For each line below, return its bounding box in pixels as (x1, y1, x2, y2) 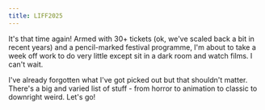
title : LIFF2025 (8, 11, 63, 20)
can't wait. (8, 59, 44, 69)
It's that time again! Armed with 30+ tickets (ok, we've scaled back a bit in (8, 34, 254, 43)
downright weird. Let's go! (8, 92, 96, 101)
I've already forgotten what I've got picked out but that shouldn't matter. (8, 75, 248, 84)
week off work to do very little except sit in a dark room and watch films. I (8, 51, 253, 60)
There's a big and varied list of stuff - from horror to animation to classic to (8, 84, 258, 93)
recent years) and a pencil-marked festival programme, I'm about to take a (8, 42, 256, 52)
